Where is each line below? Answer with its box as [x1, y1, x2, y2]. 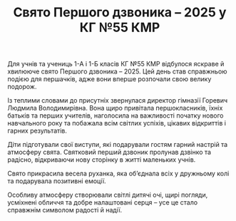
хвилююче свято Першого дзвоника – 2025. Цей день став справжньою [7, 67, 227, 76]
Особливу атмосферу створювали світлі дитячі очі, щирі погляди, [7, 190, 208, 200]
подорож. [7, 83, 37, 91]
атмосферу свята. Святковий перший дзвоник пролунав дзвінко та [7, 148, 212, 157]
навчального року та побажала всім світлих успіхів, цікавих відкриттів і [7, 119, 227, 128]
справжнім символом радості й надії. [7, 206, 123, 215]
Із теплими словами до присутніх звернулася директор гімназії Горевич [7, 96, 228, 105]
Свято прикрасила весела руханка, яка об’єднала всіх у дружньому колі [7, 169, 230, 178]
